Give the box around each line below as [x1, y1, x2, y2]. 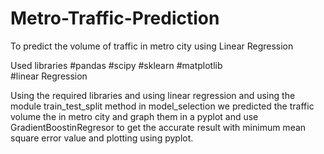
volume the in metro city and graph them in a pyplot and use [10, 110, 259, 122]
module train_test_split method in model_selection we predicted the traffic [10, 100, 315, 112]
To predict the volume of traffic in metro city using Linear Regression [10, 40, 294, 52]
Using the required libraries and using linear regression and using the [10, 89, 296, 101]
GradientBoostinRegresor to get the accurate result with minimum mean [10, 121, 307, 133]
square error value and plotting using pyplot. [10, 132, 194, 144]
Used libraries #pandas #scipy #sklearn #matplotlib [10, 59, 223, 71]
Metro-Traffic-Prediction [10, 7, 220, 30]
